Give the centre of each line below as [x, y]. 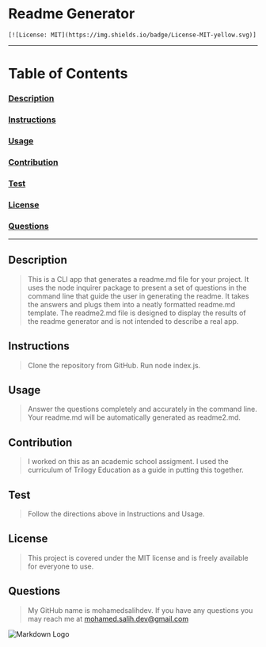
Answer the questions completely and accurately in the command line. [142, 409]
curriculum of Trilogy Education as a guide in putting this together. [135, 470]
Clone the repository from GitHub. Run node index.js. [114, 365]
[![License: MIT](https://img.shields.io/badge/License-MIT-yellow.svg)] [133, 35]
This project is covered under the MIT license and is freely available [138, 558]
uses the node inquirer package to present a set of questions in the [137, 287]
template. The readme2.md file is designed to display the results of [137, 313]
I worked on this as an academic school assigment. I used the [128, 462]
